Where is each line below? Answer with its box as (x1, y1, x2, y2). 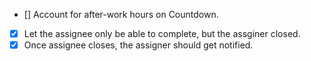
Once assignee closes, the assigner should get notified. (23, 39, 254, 51)
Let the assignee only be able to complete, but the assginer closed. (23, 28, 301, 39)
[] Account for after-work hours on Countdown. (23, 9, 219, 20)
